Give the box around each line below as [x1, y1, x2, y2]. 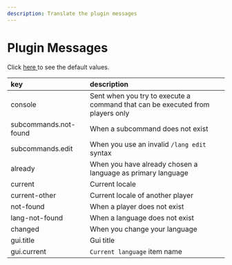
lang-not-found [10, 212, 64, 222]
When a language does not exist [89, 212, 195, 222]
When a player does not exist [89, 201, 184, 211]
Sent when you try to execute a [89, 91, 191, 100]
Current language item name [89, 246, 183, 256]
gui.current [10, 246, 47, 256]
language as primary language [89, 167, 188, 177]
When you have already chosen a [89, 159, 198, 169]
